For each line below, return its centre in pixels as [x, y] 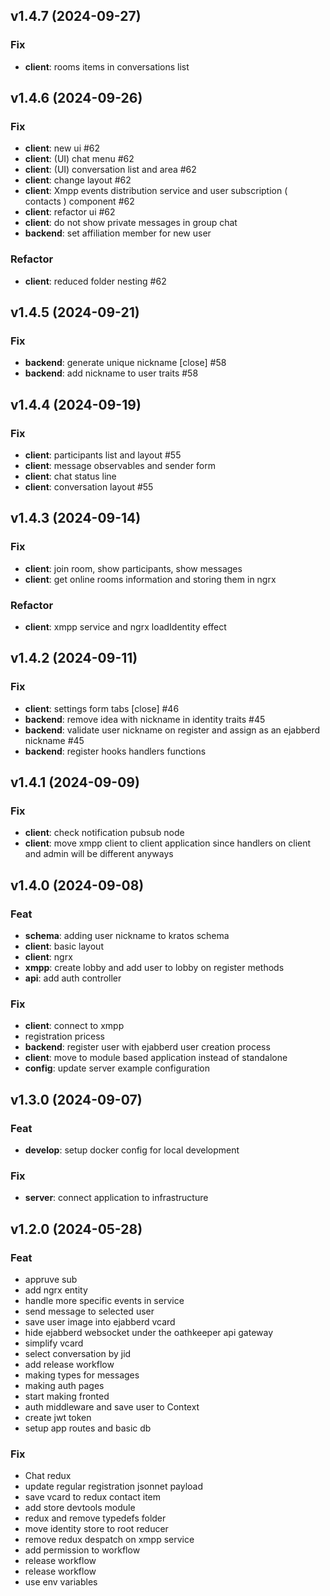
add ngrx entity [56, 1290]
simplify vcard [54, 1343]
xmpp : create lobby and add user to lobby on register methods [154, 968]
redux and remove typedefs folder [95, 1518]
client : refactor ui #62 [70, 212]
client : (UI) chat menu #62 [79, 159]
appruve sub [51, 1280]
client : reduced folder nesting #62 [95, 281]
